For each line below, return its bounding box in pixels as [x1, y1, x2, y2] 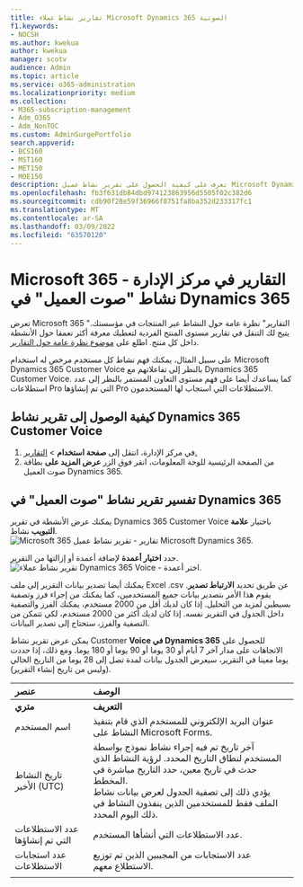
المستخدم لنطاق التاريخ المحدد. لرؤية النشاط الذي [93, 751, 282, 764]
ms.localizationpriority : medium [10, 88, 136, 97]
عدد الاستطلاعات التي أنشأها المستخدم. [93, 828, 243, 840]
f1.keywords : [10, 22, 59, 31]
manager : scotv [10, 55, 67, 64]
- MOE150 [10, 172, 43, 181]
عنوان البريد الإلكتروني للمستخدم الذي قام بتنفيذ [93, 714, 275, 727]
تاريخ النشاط [14, 768, 63, 781]
